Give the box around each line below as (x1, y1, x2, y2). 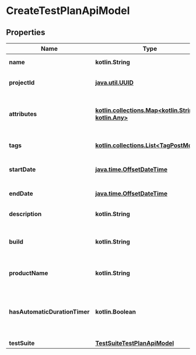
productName (9, 269, 48, 277)
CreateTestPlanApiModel (6, 4, 130, 18)
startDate (9, 165, 36, 173)
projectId (9, 79, 35, 86)
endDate (9, 190, 33, 197)
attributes (9, 110, 37, 118)
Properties (6, 27, 45, 37)
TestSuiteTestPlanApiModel (95, 339, 174, 347)
